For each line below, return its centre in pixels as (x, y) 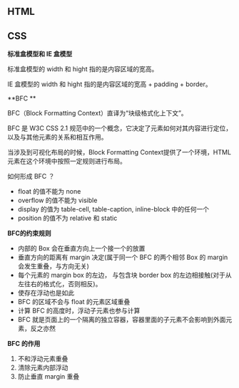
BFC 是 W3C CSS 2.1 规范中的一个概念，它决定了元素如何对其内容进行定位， (120, 128)
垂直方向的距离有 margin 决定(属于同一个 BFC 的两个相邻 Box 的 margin (123, 257)
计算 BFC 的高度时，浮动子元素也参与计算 (79, 311)
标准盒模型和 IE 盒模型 (40, 54)
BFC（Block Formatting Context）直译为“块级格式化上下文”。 (97, 113)
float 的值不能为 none (49, 192)
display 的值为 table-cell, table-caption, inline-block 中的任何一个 (113, 209)
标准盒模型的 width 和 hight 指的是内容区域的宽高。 (83, 69)
